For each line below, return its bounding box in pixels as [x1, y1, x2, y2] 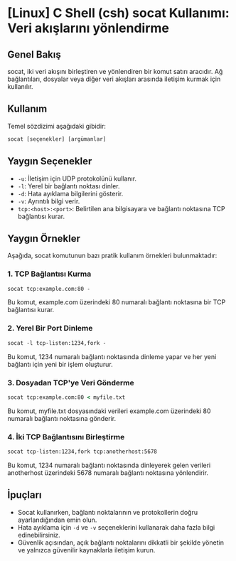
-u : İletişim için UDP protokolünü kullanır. [17, 174, 137, 183]
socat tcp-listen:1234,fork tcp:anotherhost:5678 [7, 448, 158, 456]
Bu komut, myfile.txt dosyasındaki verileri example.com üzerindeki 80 [7, 407, 211, 415]
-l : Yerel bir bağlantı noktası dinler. [17, 181, 120, 190]
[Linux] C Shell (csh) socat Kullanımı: [7, 5, 230, 21]
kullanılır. [7, 82, 33, 90]
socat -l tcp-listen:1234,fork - [7, 339, 107, 346]
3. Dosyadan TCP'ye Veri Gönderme [7, 378, 134, 388]
